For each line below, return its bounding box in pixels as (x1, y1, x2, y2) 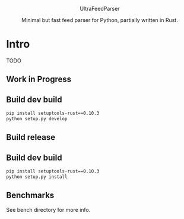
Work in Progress (6, 74, 72, 85)
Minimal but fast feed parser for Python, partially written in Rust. (21, 17, 178, 23)
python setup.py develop (6, 116, 68, 122)
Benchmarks (6, 190, 55, 201)
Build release (6, 132, 55, 142)
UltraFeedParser (80, 5, 120, 12)
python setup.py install (6, 174, 68, 180)
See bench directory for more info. (6, 206, 91, 213)
